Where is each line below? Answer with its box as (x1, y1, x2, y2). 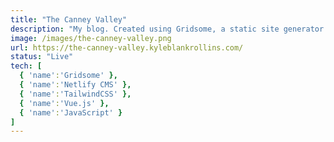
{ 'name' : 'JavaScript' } (19, 107, 123, 118)
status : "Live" (10, 52, 74, 62)
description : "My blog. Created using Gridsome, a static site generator (10, 24, 325, 34)
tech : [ (10, 61, 43, 71)
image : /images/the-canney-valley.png (10, 33, 172, 43)
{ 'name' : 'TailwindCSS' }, (19, 89, 132, 99)
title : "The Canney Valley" (10, 14, 128, 25)
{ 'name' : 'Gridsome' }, (19, 71, 118, 81)
